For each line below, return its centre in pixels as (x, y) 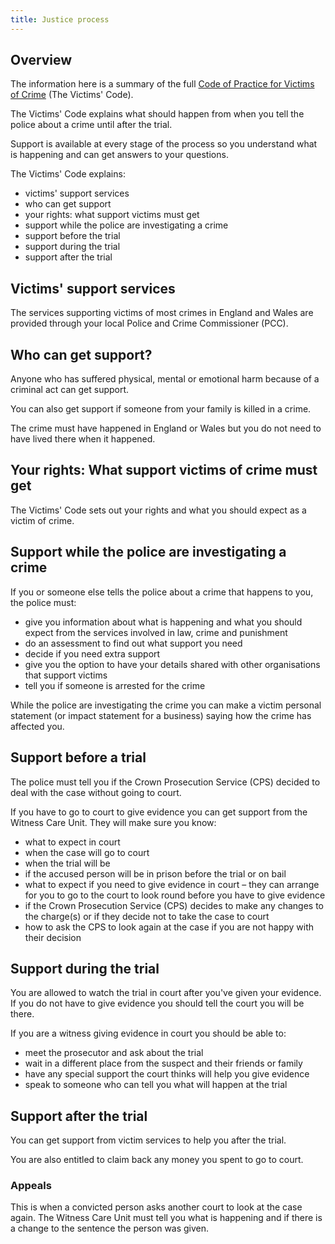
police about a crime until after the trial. (91, 125)
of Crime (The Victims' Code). (72, 95)
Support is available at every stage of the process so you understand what (164, 144)
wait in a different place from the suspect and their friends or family (163, 1063)
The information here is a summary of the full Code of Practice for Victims (162, 84)
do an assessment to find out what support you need (133, 643)
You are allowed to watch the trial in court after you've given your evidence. (166, 993)
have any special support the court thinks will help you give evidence (167, 1074)
